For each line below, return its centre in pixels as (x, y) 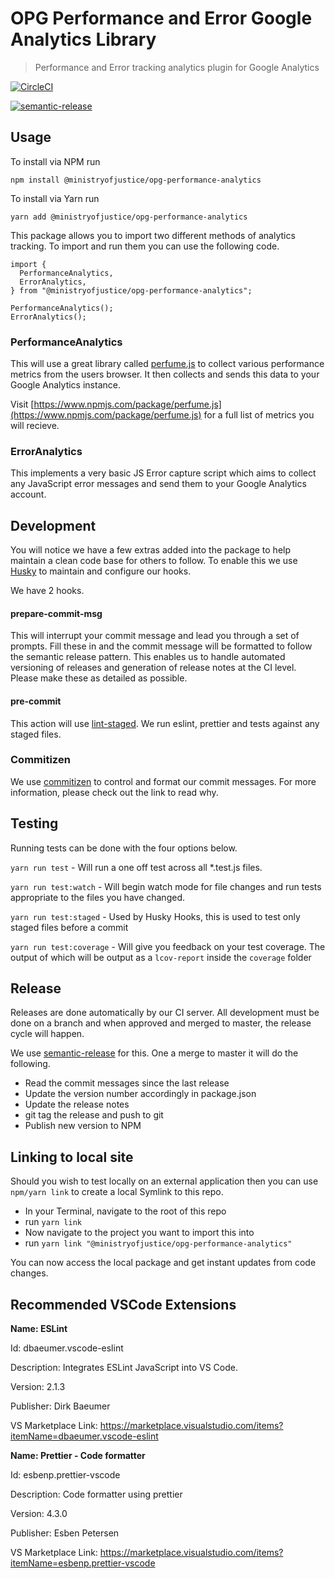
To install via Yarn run (55, 198)
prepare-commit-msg (56, 613)
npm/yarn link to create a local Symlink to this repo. (117, 1192)
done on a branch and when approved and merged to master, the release (161, 1023)
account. (28, 494)
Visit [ (22, 404)
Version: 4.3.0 (39, 1514)
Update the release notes (77, 1104)
